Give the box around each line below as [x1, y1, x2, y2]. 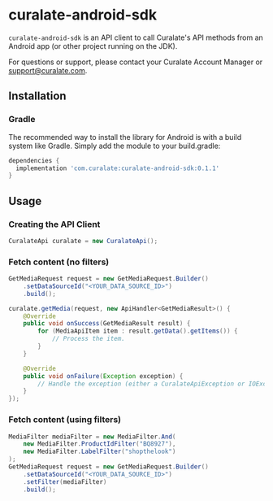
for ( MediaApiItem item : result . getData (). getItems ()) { [37, 327, 238, 335]
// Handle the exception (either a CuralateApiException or [37, 380, 245, 388]
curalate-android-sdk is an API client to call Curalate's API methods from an [8, 33, 264, 42]
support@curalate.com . [8, 65, 88, 75]
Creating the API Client [8, 218, 101, 229]
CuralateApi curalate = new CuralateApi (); [8, 237, 158, 245]
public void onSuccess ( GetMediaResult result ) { [23, 320, 191, 328]
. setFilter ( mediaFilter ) [23, 477, 107, 486]
